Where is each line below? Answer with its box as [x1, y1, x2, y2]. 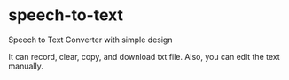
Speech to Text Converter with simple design [8, 34, 173, 45]
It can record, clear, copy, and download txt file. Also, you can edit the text [8, 51, 280, 62]
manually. [8, 61, 43, 71]
